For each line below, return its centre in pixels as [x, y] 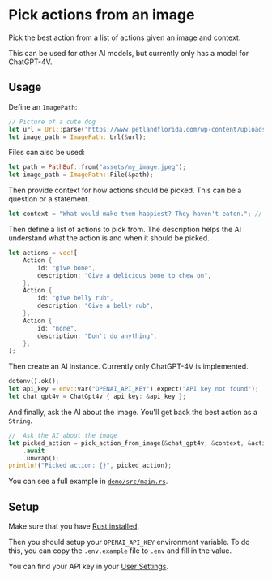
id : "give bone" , [66, 268]
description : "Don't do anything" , [98, 336]
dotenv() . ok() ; [34, 382]
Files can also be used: [47, 153]
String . [20, 421]
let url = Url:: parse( [47, 129]
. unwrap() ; [41, 458]
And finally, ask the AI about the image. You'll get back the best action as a [133, 412]
